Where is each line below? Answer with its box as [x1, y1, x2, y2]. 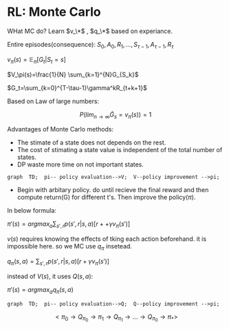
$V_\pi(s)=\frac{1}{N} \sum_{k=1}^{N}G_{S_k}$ [7, 70, 139, 78]
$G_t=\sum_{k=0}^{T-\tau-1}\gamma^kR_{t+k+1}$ [7, 83, 148, 92]
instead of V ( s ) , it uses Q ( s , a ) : [7, 272, 94, 280]
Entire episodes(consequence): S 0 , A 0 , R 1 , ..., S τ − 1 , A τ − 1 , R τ [7, 40, 174, 50]
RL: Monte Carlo [7, 4, 101, 20]
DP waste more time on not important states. [17, 160, 144, 169]
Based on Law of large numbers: [7, 97, 100, 105]
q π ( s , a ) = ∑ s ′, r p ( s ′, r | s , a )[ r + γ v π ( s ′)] [7, 257, 110, 267]
